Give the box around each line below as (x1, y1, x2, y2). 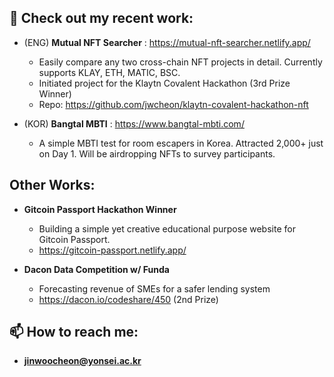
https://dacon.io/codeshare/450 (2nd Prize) (38, 293, 219, 305)
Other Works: (9, 177, 96, 194)
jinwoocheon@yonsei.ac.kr (23, 355, 142, 367)
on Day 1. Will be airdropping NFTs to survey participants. (38, 147, 276, 160)
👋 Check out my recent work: (9, 10, 194, 27)
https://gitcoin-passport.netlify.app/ (38, 244, 187, 256)
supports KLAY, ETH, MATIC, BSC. (38, 66, 181, 78)
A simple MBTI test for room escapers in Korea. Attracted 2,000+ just (38, 137, 324, 149)
